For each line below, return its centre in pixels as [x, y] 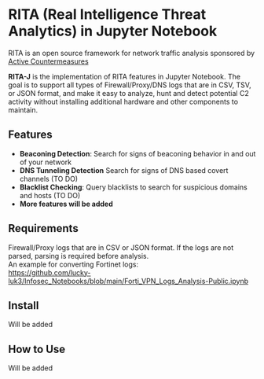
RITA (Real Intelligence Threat [107, 15]
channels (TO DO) [49, 178]
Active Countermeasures [48, 61]
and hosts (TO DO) [50, 195]
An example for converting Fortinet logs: [73, 264]
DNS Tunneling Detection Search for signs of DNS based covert [124, 170]
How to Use [37, 349]
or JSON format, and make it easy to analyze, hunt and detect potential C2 [128, 93]
